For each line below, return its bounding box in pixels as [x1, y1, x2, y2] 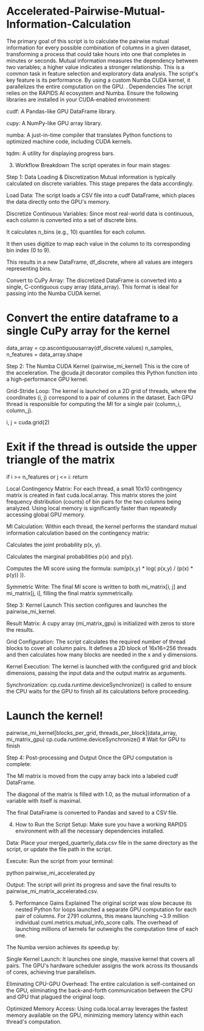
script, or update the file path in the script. [6, 845, 113, 853]
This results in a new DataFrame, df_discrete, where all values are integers [6, 258, 193, 266]
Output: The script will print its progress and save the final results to [6, 881, 177, 888]
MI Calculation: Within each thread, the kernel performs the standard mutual [6, 523, 197, 530]
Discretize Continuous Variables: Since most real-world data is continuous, [6, 209, 194, 217]
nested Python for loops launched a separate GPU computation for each [15, 905, 197, 913]
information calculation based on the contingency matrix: [6, 529, 150, 537]
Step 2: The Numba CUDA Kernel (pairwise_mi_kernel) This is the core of [6, 362, 190, 370]
